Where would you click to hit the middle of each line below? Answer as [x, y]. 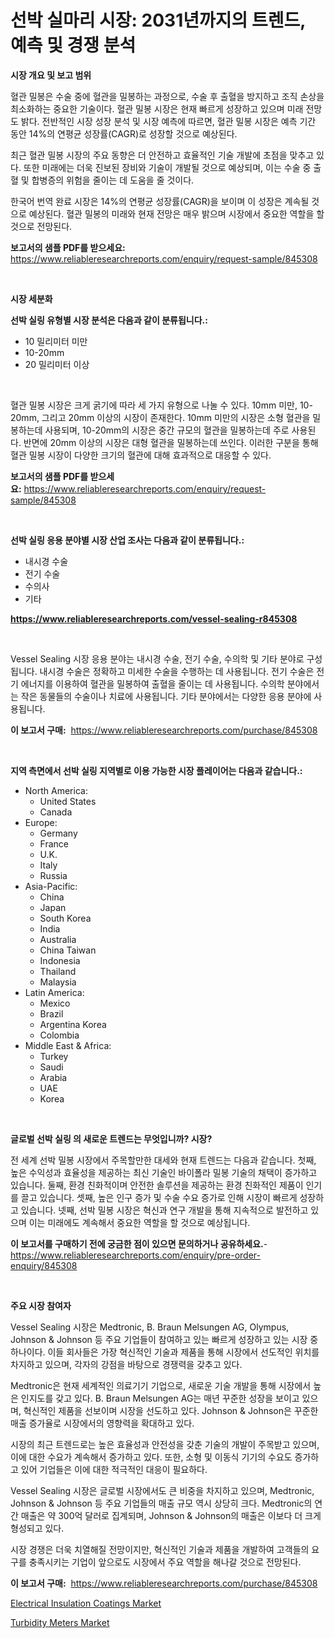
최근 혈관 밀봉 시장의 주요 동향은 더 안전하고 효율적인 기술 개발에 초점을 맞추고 [162, 155]
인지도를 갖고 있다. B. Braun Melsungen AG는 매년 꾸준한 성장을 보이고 [160, 1398]
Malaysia [58, 982]
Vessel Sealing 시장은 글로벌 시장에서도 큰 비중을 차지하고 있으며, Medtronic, [162, 1490]
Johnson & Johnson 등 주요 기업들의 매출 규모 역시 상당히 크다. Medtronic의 [161, 1503]
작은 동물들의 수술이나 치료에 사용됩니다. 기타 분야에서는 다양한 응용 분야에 [166, 696]
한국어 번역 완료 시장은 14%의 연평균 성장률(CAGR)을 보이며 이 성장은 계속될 [160, 201]
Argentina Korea [73, 1024]
